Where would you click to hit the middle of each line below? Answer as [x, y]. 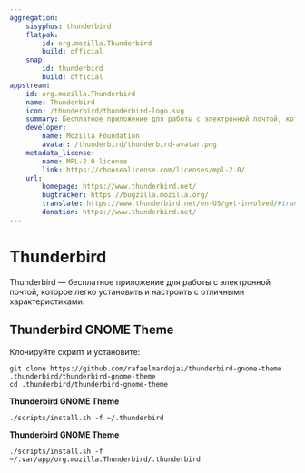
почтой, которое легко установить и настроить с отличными [127, 291]
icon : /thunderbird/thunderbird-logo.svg [105, 111]
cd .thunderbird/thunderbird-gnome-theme [89, 384]
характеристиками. [47, 301]
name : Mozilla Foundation [91, 136]
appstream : [30, 85]
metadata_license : [60, 153]
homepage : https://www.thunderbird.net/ [119, 187]
